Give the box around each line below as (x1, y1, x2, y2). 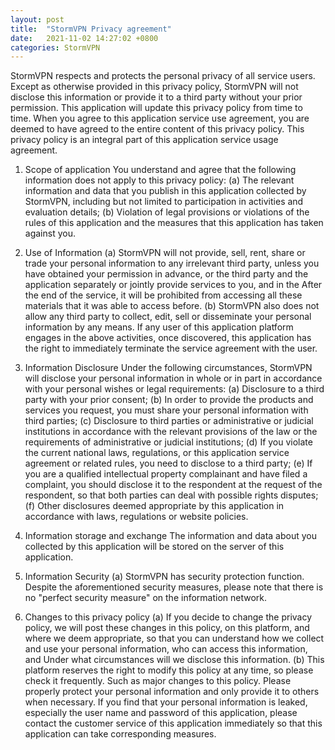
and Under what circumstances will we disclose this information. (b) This (24, 654, 325, 666)
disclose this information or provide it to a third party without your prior (10, 91, 303, 103)
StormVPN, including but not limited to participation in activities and (24, 196, 304, 208)
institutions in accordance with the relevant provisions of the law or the (24, 426, 318, 438)
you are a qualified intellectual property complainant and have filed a (24, 468, 308, 480)
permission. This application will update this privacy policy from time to (10, 102, 303, 114)
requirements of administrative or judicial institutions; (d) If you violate (24, 436, 313, 448)
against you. (24, 227, 76, 240)
